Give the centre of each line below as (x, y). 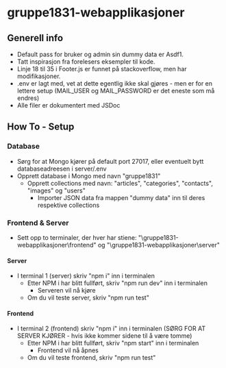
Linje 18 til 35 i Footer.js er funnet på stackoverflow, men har (102, 69)
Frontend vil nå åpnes (68, 350)
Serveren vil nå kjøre (66, 291)
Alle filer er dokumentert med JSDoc (68, 105)
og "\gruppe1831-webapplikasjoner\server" (159, 245)
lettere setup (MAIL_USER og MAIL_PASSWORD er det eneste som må (116, 91)
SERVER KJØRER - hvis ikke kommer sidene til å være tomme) (104, 336)
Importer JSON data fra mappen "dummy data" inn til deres (121, 197)
